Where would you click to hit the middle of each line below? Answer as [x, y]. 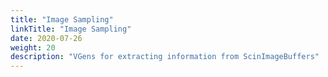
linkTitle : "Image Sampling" [71, 29]
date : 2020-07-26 [46, 38]
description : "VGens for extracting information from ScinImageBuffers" [165, 57]
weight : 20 [33, 47]
